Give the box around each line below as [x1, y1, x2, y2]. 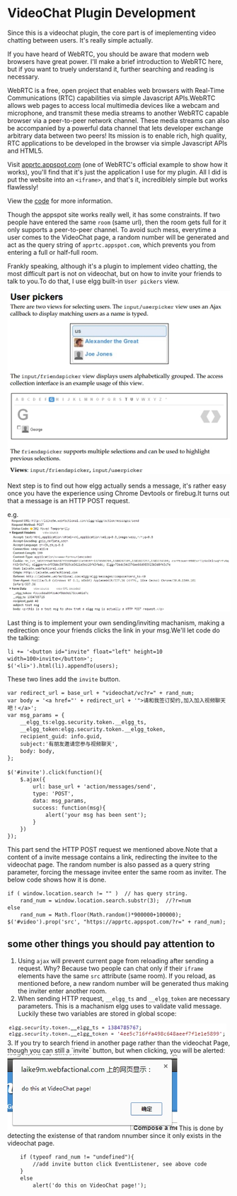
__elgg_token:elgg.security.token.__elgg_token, [20, 726, 166, 733]
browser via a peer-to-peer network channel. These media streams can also [7, 116, 230, 125]
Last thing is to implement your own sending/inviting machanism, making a [7, 619, 225, 627]
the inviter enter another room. [17, 987, 108, 995]
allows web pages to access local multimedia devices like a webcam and [7, 101, 220, 109]
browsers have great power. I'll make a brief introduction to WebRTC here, [7, 57, 224, 65]
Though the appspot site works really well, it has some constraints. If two [7, 210, 221, 219]
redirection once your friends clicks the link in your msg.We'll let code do [7, 626, 221, 635]
